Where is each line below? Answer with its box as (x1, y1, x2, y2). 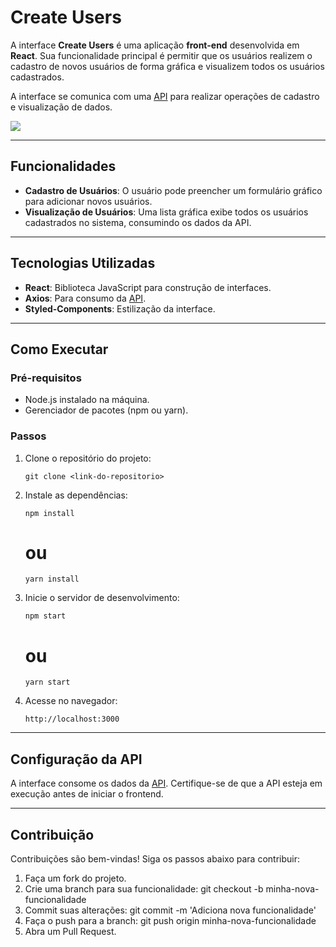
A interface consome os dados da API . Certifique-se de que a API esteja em (10, 777, 323, 790)
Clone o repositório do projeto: (24, 452, 152, 464)
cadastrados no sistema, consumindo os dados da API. (24, 216, 252, 228)
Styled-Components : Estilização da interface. (24, 302, 216, 315)
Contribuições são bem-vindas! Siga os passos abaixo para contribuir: (10, 853, 300, 865)
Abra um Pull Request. (24, 926, 117, 938)
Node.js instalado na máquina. (24, 394, 150, 406)
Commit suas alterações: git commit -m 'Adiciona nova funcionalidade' (24, 904, 317, 916)
